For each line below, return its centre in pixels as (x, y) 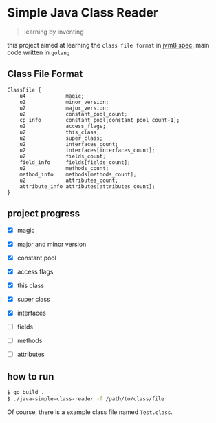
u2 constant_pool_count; (74, 114)
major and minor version (52, 244)
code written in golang (39, 52)
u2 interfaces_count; (69, 144)
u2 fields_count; (63, 156)
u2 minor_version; (64, 102)
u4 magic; (52, 96)
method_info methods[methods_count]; (78, 174)
